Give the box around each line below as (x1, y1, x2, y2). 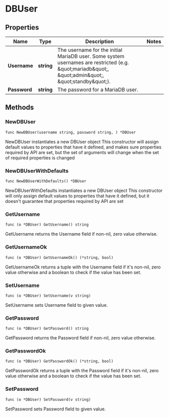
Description (85, 38, 114, 45)
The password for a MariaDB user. (57, 86, 138, 93)
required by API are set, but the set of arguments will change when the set (5, 149, 159, 155)
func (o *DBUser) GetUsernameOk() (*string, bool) (5, 255, 114, 260)
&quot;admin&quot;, (57, 72, 104, 79)
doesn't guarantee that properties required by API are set (5, 198, 124, 204)
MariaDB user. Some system (57, 53, 125, 59)
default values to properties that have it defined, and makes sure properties (5, 144, 162, 150)
